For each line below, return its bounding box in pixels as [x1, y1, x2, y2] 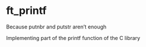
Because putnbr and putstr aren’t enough [6, 23, 107, 30]
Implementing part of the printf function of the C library [6, 34, 141, 41]
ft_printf [6, 4, 47, 17]
